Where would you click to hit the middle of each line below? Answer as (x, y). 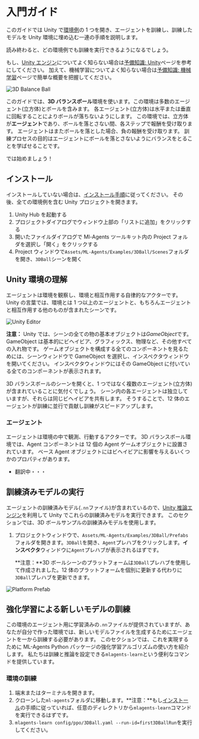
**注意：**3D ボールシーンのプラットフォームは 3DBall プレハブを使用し (103, 562)
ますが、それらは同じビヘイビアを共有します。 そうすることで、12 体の (98, 398)
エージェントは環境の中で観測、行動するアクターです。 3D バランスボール (96, 436)
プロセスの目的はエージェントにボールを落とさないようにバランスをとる (99, 138)
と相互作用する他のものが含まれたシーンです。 (63, 310)
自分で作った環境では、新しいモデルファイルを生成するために (97, 632)
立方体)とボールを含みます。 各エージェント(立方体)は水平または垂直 (107, 109)
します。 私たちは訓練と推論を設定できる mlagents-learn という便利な (90, 654)
